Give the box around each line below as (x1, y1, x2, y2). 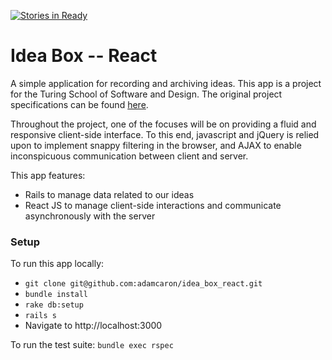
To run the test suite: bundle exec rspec (10, 339, 174, 351)
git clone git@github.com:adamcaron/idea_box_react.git (24, 279, 263, 289)
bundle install (24, 290, 89, 300)
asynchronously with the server (24, 210, 156, 222)
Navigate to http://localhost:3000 (24, 320, 163, 332)
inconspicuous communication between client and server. (10, 150, 249, 162)
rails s (24, 311, 57, 321)
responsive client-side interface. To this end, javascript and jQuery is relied (10, 128, 320, 140)
